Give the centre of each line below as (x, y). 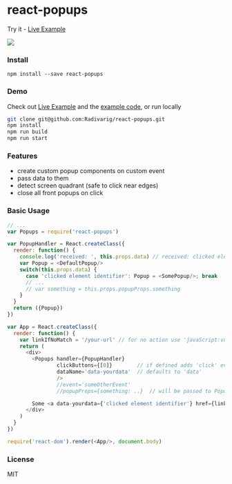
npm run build (28, 132)
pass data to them (43, 179)
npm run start (28, 139)
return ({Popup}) (38, 308)
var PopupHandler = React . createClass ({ (66, 244)
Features (22, 156)
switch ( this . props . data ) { (58, 270)
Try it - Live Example (37, 29)
